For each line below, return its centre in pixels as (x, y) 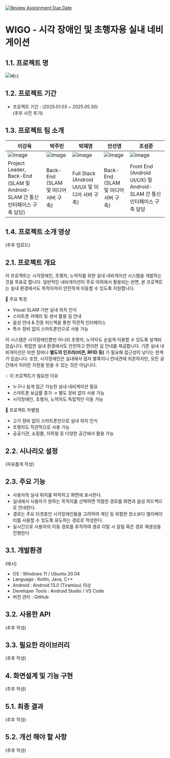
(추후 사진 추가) (28, 113)
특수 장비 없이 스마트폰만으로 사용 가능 (50, 329)
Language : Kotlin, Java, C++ (43, 579)
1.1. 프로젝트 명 (27, 63)
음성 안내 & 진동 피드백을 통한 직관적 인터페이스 (59, 322)
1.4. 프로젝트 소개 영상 (38, 232)
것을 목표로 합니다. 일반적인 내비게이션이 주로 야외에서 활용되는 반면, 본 (75, 282)
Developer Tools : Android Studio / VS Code (58, 591)
